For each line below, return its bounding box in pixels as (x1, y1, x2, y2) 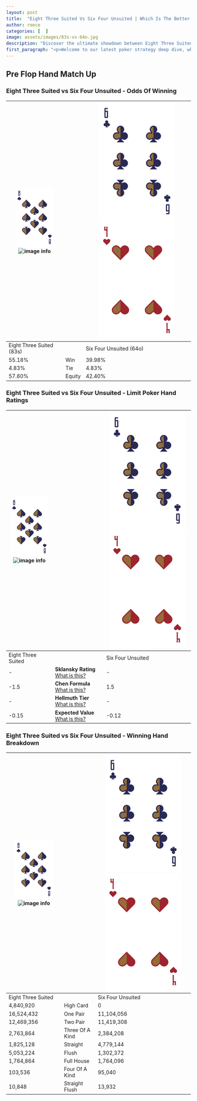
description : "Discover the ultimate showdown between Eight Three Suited (6, 41, 193, 46)
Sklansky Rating (55, 666, 96, 673)
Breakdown (6, 739, 39, 747)
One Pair (64, 1010, 85, 1017)
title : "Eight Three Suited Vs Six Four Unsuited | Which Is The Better (6, 15, 191, 22)
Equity (65, 372, 81, 380)
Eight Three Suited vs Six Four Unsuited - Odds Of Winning (6, 87, 177, 95)
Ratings (6, 396, 29, 404)
